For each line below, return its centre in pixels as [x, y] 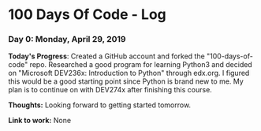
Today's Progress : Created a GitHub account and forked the [106, 56]
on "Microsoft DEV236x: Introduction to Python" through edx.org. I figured [129, 73]
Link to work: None [40, 121]
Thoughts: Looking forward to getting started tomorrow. [100, 105]
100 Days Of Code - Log [88, 15]
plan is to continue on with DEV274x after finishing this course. [110, 90]
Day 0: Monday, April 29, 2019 [67, 39]
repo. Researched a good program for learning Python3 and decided [141, 65]
